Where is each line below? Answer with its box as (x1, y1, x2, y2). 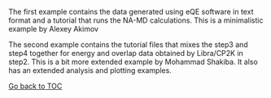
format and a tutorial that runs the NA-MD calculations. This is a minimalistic (8, 15, 264, 25)
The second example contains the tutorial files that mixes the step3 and (8, 40, 248, 49)
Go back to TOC (8, 81, 63, 91)
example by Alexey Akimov (8, 24, 99, 33)
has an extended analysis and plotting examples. (8, 66, 173, 75)
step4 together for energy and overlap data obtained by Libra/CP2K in (8, 49, 244, 58)
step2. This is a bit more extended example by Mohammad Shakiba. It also (8, 57, 258, 66)
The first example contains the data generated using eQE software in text (8, 7, 254, 16)
